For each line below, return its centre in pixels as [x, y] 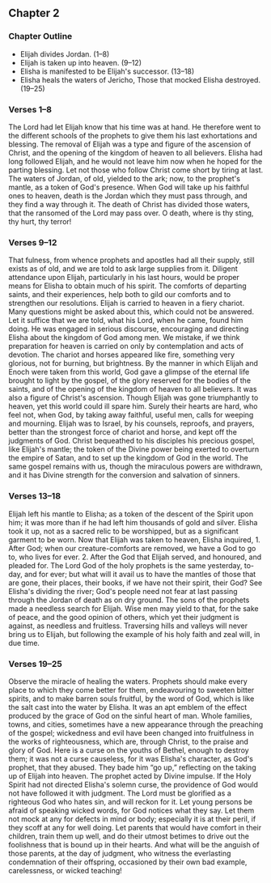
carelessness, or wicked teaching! [66, 870]
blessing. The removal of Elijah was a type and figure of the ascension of [130, 144]
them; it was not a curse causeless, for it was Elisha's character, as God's [131, 758]
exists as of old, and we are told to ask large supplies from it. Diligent [123, 269]
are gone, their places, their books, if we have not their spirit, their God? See [135, 583]
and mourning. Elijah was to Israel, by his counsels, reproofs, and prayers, [131, 423]
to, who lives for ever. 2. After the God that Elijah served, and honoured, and [135, 557]
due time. [24, 643]
